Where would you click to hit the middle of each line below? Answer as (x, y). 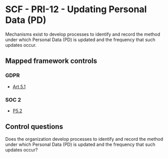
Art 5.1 (19, 86)
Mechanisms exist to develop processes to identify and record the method (83, 34)
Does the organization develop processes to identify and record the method (84, 139)
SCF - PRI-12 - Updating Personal (76, 9)
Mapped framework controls (51, 61)
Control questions (34, 127)
